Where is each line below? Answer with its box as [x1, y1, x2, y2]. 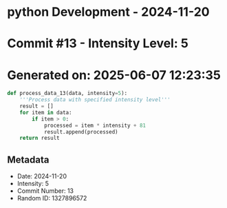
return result [19, 135, 60, 142]
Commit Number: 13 [17, 187, 74, 195]
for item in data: [19, 109, 72, 116]
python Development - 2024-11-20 [7, 4, 210, 20]
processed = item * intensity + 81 [43, 122, 147, 129]
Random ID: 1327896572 [17, 194, 87, 202]
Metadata [7, 154, 50, 165]
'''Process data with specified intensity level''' [19, 96, 171, 103]
